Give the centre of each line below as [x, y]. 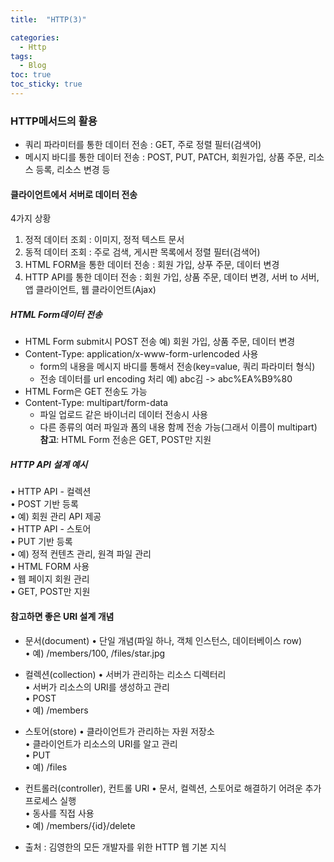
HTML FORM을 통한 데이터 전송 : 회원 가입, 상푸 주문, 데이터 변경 [152, 265]
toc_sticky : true [46, 84]
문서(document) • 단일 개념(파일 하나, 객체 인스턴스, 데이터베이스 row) [163, 640]
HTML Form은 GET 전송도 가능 [86, 392]
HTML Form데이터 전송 [56, 314]
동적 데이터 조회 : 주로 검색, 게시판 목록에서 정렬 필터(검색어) [142, 252]
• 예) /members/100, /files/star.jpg [95, 653]
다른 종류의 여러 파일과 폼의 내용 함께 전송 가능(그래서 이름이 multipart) [178, 427]
